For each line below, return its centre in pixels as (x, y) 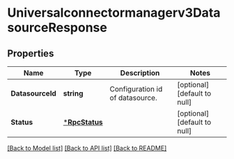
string (73, 93)
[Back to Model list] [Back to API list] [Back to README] (87, 148)
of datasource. (134, 98)
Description (140, 73)
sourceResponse (57, 28)
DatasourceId (34, 93)
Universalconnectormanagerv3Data (114, 13)
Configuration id (136, 89)
